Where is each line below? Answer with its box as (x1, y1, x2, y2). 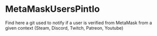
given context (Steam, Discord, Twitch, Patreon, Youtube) (5, 25, 123, 31)
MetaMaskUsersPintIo (5, 3, 100, 15)
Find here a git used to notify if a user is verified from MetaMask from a (5, 20, 152, 26)
